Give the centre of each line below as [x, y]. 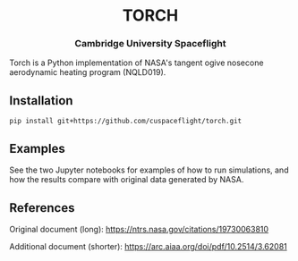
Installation [41, 101]
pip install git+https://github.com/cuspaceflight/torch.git [126, 122]
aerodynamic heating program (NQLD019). [88, 72]
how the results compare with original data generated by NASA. [127, 180]
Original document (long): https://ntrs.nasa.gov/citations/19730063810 [139, 229]
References [42, 208]
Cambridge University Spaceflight [150, 44]
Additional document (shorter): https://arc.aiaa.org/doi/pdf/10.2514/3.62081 [149, 246]
